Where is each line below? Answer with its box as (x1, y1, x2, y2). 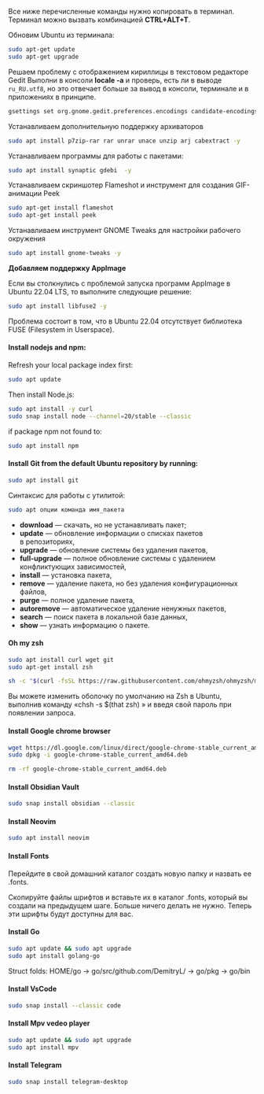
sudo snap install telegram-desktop (8, 1077, 128, 1085)
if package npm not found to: (8, 427, 102, 436)
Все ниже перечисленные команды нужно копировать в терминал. (8, 7, 235, 16)
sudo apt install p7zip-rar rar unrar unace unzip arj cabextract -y (8, 137, 241, 145)
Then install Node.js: (8, 390, 75, 399)
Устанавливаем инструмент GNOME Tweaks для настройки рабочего (8, 226, 241, 235)
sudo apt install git (8, 476, 79, 484)
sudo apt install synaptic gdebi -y (8, 166, 132, 174)
